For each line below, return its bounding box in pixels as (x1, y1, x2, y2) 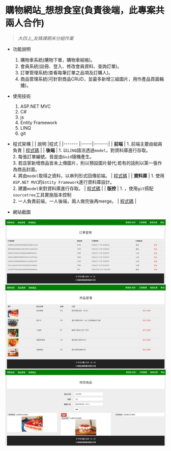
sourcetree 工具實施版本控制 (12, 191, 72, 198)
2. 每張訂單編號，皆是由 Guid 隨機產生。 (12, 153, 94, 159)
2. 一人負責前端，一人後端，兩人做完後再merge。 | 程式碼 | (12, 198, 136, 204)
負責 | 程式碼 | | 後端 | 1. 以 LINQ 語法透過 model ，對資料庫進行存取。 (12, 147, 151, 153)
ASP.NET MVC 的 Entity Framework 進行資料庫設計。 (12, 179, 115, 185)
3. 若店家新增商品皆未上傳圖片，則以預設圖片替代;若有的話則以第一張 (12, 160, 158, 166)
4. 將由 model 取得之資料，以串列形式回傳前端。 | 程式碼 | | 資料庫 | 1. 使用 (12, 173, 164, 179)
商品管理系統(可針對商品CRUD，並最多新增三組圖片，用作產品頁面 (20, 76, 160, 82)
